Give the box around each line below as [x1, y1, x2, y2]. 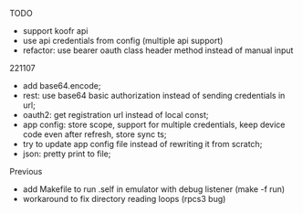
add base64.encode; [22, 80, 101, 91]
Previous [9, 166, 43, 176]
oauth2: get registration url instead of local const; [22, 110, 209, 120]
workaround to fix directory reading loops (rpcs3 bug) [22, 194, 226, 204]
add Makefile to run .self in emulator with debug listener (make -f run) [22, 184, 286, 195]
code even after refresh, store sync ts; [22, 129, 167, 140]
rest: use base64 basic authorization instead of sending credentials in [22, 91, 286, 101]
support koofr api [22, 26, 89, 36]
